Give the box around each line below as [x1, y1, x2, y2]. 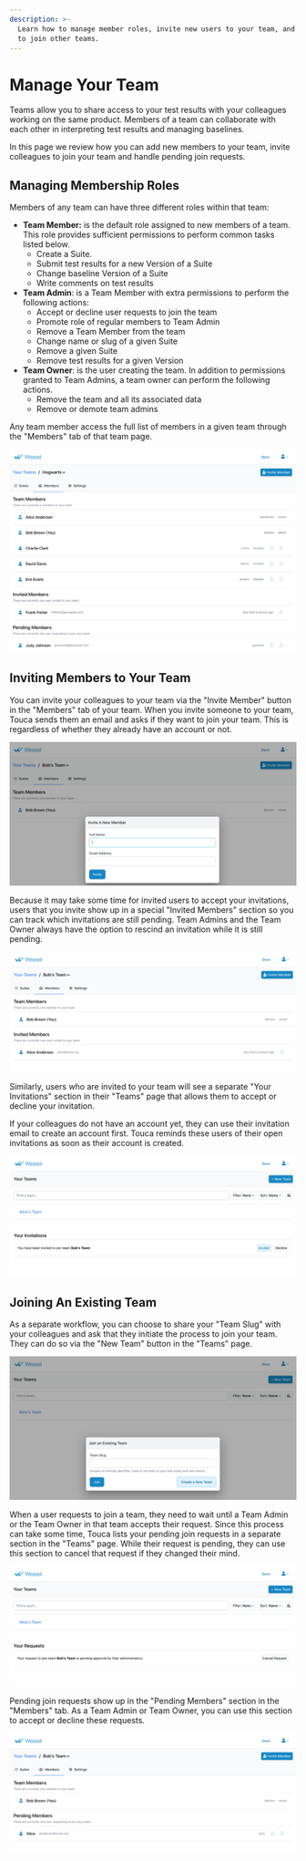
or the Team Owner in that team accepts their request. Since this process [9, 1519, 284, 1530]
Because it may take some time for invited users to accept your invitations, [9, 894, 290, 905]
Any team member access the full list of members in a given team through [9, 421, 287, 432]
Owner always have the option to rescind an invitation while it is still [9, 924, 263, 935]
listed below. [22, 239, 70, 250]
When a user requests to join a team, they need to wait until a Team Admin [9, 1509, 289, 1520]
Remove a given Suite [36, 346, 118, 357]
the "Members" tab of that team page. [9, 431, 153, 442]
